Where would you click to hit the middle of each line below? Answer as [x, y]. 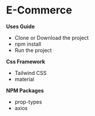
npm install [28, 44]
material [24, 79]
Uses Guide [21, 26]
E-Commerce [39, 10]
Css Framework [26, 62]
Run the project [33, 50]
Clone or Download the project [52, 37]
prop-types [28, 102]
